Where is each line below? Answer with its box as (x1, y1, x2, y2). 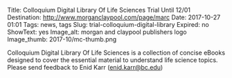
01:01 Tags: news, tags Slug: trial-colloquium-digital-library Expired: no (7, 21, 209, 28)
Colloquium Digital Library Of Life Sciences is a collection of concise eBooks (7, 48, 226, 57)
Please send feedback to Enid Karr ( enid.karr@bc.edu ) (7, 64, 163, 71)
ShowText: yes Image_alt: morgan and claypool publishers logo (7, 28, 187, 36)
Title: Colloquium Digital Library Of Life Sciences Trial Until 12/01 (7, 6, 190, 14)
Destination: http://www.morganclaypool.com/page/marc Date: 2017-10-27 (7, 13, 221, 21)
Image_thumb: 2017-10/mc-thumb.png (7, 35, 117, 43)
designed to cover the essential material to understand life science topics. (7, 56, 218, 64)
